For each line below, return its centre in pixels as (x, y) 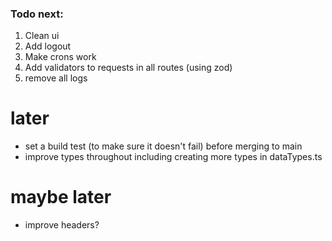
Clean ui (42, 36)
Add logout (48, 46)
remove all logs (56, 78)
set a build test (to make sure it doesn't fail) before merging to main (163, 146)
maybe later (61, 197)
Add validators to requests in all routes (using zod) (128, 68)
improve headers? (62, 225)
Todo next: (37, 14)
